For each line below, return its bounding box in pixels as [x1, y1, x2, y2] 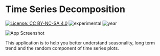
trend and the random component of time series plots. [5, 45, 119, 51]
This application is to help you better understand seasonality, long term [5, 39, 155, 46]
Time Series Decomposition [5, 4, 125, 15]
